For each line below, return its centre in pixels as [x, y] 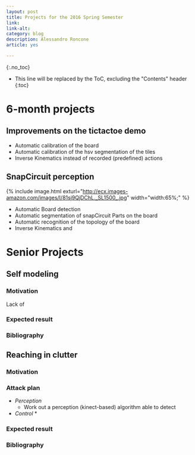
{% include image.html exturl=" [45, 191]
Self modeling [32, 274]
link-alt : [18, 28]
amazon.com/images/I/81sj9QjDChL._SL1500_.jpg [67, 197]
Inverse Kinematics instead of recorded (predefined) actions [89, 158]
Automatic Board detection [48, 209]
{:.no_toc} [18, 67]
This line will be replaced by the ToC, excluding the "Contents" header [101, 79]
